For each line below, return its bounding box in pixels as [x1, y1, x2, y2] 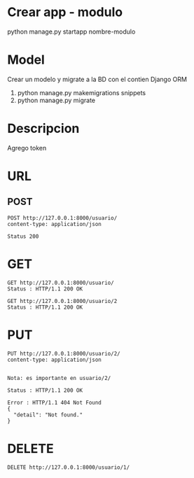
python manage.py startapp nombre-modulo [7, 27, 136, 36]
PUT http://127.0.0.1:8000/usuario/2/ [7, 350, 120, 357]
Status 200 [7, 232, 39, 240]
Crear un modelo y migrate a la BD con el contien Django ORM [7, 75, 188, 83]
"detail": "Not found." [13, 411, 83, 419]
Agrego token [7, 143, 47, 152]
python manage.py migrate [17, 96, 96, 104]
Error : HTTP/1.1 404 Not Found [7, 399, 102, 406]
